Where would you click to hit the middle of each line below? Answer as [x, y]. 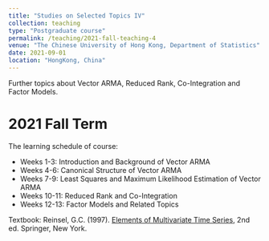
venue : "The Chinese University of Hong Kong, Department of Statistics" [134, 46]
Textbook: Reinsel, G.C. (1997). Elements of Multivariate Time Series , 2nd [129, 219]
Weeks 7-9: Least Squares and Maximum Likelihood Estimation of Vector [140, 179]
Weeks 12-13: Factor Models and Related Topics [99, 204]
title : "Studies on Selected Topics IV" [77, 16]
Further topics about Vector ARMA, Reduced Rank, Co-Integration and [124, 83]
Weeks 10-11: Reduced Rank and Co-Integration [99, 195]
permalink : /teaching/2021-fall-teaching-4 [82, 38]
